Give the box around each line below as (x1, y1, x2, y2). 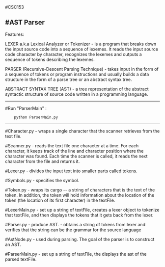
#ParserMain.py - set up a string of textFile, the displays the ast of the (5, 251, 147, 257)
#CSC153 (5, 4, 24, 10)
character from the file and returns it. (5, 158, 80, 164)
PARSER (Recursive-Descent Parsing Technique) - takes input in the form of (5, 66, 159, 72)
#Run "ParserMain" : (5, 105, 47, 111)
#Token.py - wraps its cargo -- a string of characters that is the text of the (5, 187, 155, 193)
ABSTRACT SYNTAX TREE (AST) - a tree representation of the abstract (5, 86, 149, 92)
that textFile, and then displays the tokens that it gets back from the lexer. (5, 212, 154, 218)
